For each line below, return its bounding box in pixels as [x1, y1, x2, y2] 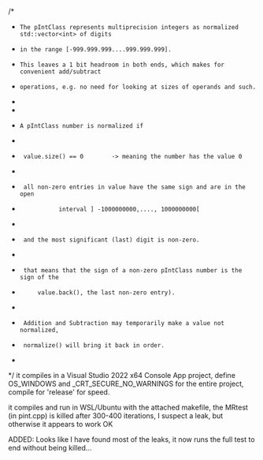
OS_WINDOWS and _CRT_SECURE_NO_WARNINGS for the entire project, [8, 379, 244, 388]
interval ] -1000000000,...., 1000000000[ [58, 205, 200, 213]
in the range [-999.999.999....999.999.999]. [19, 46, 172, 54]
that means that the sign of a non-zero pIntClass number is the [23, 267, 243, 275]
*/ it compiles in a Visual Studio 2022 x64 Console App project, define [8, 371, 236, 380]
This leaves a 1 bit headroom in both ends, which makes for [19, 61, 225, 69]
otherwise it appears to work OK [8, 420, 113, 428]
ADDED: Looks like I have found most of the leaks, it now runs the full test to [8, 435, 255, 444]
